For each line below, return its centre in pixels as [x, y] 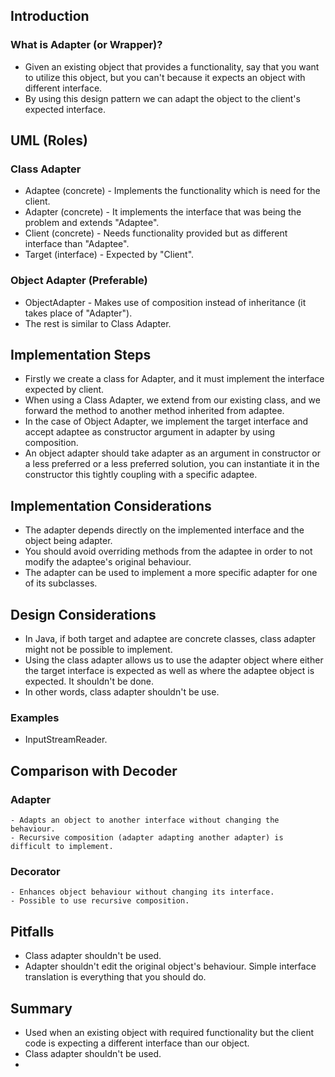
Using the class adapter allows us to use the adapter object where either [174, 660]
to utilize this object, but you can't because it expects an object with [165, 77]
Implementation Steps [81, 355]
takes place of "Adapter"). [78, 313]
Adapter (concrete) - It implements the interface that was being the [163, 212]
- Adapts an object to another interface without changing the [145, 820]
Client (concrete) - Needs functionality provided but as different [156, 233]
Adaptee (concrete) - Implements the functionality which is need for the [172, 191]
